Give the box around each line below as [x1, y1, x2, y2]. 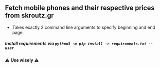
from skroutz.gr [5, 12, 54, 20]
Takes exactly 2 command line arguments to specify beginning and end [12, 24, 156, 30]
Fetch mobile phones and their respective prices [5, 4, 155, 12]
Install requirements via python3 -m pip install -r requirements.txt [5, 41, 147, 47]
